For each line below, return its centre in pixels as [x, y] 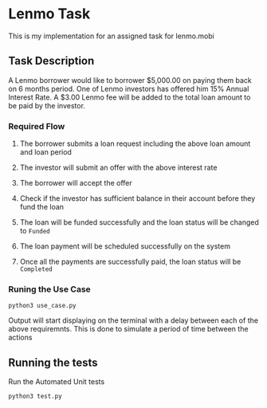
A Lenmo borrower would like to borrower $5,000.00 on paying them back [130, 80]
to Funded [35, 231]
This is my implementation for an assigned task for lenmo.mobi [112, 36]
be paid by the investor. [47, 105]
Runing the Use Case [50, 289]
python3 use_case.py [43, 306]
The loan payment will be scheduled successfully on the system [125, 246]
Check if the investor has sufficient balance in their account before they [137, 198]
